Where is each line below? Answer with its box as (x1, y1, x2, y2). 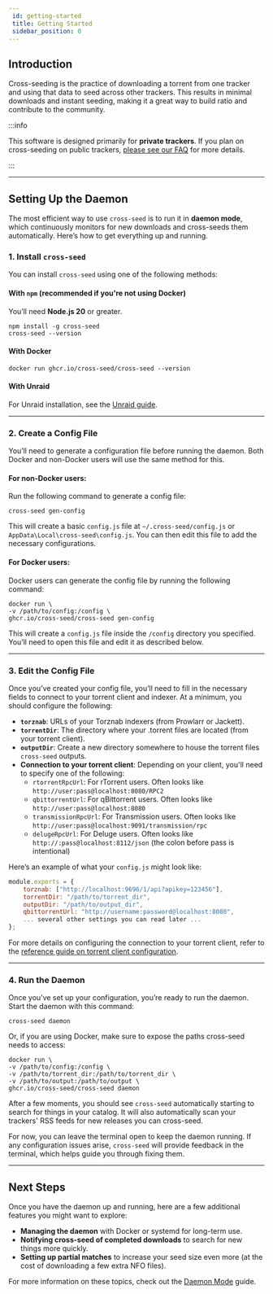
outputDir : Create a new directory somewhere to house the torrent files (19, 742, 260, 752)
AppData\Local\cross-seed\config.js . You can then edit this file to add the (8, 530, 258, 540)
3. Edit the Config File (8, 665, 95, 676)
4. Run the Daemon (8, 974, 85, 986)
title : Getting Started (11, 20, 93, 28)
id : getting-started (11, 11, 82, 20)
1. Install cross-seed (8, 251, 86, 262)
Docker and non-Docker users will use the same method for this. (8, 455, 225, 465)
